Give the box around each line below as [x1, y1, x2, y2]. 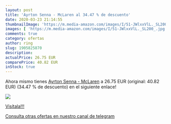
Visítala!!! [5, 103, 24, 110]
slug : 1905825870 [5, 45, 42, 51]
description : [5, 50, 33, 55]
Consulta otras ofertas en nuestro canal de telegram [5, 113, 115, 119]
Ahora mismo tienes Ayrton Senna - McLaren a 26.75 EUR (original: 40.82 [5, 79, 159, 85]
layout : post [5, 7, 33, 13]
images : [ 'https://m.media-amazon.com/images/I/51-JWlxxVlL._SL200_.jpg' [5, 27, 167, 32]
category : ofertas [5, 36, 44, 41]
